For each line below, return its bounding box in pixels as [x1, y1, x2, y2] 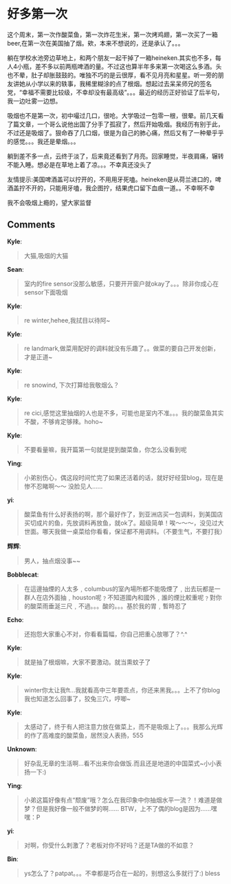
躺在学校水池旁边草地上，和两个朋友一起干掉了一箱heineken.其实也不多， [7, 53, 216, 62]
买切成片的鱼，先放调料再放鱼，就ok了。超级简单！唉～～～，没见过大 [23, 519, 224, 527]
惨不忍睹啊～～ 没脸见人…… [23, 482, 103, 490]
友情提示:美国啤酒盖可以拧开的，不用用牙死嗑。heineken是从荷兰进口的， [7, 175, 216, 183]
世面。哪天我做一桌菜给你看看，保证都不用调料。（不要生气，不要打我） [23, 527, 226, 535]
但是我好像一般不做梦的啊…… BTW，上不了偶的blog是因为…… [36, 804, 212, 812]
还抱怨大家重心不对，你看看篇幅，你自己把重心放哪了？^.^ [23, 630, 188, 638]
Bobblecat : [7, 570, 39, 579]
